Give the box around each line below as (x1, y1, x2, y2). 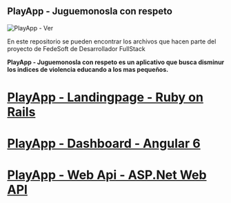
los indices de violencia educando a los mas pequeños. (7, 65, 169, 73)
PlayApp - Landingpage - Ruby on (7, 90, 203, 105)
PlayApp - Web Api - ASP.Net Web (7, 167, 207, 183)
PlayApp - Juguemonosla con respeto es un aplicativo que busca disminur (7, 58, 225, 66)
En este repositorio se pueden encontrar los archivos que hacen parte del (7, 37, 217, 46)
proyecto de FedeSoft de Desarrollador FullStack (7, 44, 146, 52)
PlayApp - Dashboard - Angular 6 (7, 136, 201, 151)
